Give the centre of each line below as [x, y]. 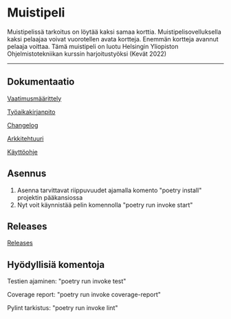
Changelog [23, 125]
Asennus [27, 174]
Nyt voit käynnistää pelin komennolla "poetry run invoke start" [105, 205]
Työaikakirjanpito [31, 112]
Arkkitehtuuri [25, 138]
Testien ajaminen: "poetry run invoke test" [67, 281]
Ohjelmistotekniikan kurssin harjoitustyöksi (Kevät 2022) [87, 54]
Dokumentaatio [41, 82]
